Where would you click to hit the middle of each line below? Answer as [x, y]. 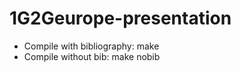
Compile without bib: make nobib [92, 56]
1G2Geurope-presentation [120, 18]
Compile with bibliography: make [91, 46]
